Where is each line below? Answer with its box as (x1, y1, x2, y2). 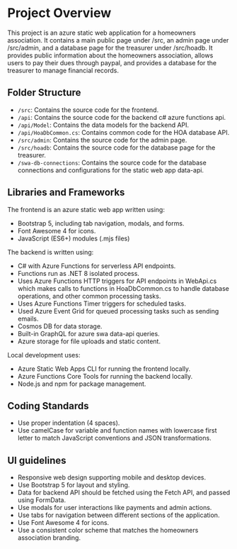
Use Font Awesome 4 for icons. (17, 518, 110, 527)
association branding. (17, 533, 81, 542)
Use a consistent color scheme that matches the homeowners (17, 526, 199, 535)
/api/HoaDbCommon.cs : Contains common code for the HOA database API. (17, 128, 230, 136)
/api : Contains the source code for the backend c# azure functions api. (17, 113, 226, 121)
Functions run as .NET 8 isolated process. (17, 269, 140, 277)
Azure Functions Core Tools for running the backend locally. (17, 372, 193, 380)
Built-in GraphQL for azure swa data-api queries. (17, 329, 161, 338)
